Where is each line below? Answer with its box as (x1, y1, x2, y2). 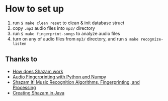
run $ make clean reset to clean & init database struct (12, 20, 125, 26)
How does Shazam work (12, 68, 63, 74)
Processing (12, 84, 36, 90)
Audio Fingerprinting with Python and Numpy (12, 74, 107, 80)
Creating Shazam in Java (12, 89, 64, 96)
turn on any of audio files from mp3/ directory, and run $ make (12, 36, 139, 42)
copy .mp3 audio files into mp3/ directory (12, 25, 96, 31)
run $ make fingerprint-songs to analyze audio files (12, 30, 120, 36)
